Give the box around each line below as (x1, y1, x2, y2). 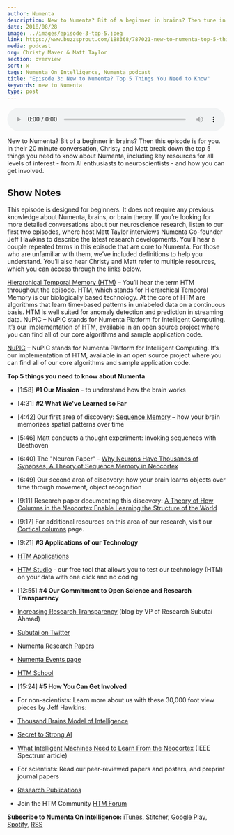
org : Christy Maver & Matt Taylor (7, 50, 108, 57)
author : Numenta (7, 10, 54, 17)
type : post (7, 88, 39, 95)
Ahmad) (17, 614, 40, 623)
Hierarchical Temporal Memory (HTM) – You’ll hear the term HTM (7, 278, 195, 286)
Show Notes (7, 186, 61, 199)
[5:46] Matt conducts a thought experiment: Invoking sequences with (17, 434, 217, 442)
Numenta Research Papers (17, 642, 95, 650)
